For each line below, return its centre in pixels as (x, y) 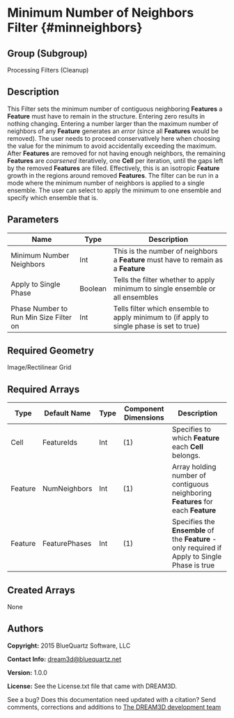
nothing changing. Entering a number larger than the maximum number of (113, 123)
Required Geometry (50, 351)
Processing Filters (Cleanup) (48, 70)
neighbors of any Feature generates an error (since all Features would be (113, 131)
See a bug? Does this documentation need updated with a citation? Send (111, 699)
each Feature (194, 510)
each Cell (187, 447)
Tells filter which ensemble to (161, 308)
